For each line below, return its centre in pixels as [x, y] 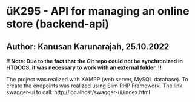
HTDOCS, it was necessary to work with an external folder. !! [84, 67]
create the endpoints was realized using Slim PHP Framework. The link [94, 86]
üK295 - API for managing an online [98, 11]
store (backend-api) [58, 24]
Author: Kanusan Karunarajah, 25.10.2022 [88, 46]
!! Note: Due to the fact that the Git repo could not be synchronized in [95, 61]
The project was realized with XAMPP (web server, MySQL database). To [97, 79]
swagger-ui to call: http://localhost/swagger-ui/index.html [78, 92]
